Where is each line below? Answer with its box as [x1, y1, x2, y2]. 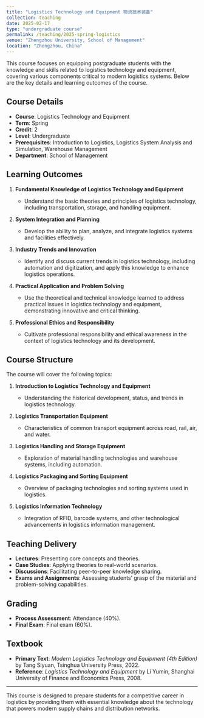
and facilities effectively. [24, 234, 85, 241]
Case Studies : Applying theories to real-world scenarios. [15, 561, 158, 569]
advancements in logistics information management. [24, 521, 156, 529]
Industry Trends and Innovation [15, 245, 97, 253]
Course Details [6, 97, 64, 107]
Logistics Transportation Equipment [15, 412, 108, 420]
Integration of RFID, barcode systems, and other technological [24, 515, 180, 522]
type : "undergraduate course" [6, 26, 83, 32]
